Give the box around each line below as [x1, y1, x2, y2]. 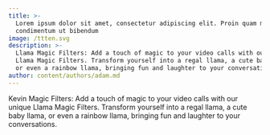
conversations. [8, 119, 58, 129]
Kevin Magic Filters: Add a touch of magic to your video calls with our [8, 93, 239, 103]
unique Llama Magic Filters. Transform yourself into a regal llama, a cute [8, 102, 247, 112]
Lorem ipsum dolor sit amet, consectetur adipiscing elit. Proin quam [15, 19, 257, 27]
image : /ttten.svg [8, 34, 70, 43]
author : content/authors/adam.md [8, 72, 121, 80]
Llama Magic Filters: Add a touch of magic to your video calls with [15, 49, 253, 57]
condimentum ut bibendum [15, 27, 99, 35]
